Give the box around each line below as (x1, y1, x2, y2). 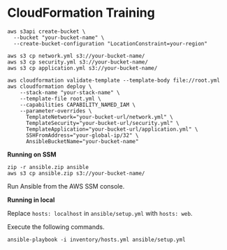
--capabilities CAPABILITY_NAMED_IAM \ (20, 101, 136, 108)
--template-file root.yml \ (20, 95, 101, 102)
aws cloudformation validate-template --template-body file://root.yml (7, 77, 220, 84)
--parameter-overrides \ (20, 107, 92, 115)
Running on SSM (7, 150, 57, 159)
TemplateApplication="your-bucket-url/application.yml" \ (25, 126, 198, 133)
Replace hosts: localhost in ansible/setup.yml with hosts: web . (7, 209, 193, 217)
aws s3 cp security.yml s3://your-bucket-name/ (7, 58, 149, 66)
